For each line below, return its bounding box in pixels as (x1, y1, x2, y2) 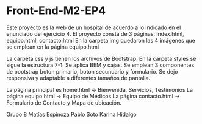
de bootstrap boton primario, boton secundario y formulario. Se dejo (6, 67, 178, 75)
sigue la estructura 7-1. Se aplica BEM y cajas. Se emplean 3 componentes (6, 61, 195, 69)
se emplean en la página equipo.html (6, 43, 99, 50)
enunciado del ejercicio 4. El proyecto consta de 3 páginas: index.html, (6, 30, 184, 37)
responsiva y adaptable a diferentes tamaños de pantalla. (6, 74, 151, 81)
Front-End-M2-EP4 (6, 4, 106, 18)
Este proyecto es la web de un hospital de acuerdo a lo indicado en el (6, 24, 181, 31)
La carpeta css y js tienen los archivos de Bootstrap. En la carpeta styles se (6, 55, 197, 62)
